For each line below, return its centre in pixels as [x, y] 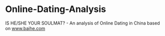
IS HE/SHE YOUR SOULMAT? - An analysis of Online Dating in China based [82, 23]
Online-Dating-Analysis [56, 9]
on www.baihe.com [25, 28]
